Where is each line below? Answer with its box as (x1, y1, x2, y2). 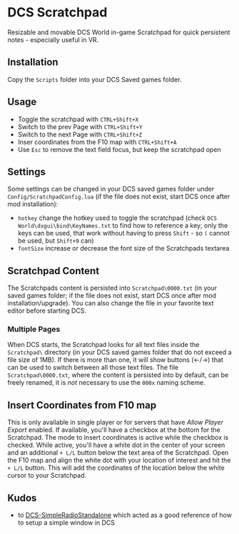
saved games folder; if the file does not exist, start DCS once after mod (7, 291, 216, 300)
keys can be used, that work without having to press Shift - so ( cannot (17, 229, 230, 238)
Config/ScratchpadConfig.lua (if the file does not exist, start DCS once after (7, 192, 230, 201)
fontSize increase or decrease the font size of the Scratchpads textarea (17, 244, 230, 253)
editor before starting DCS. (7, 306, 87, 315)
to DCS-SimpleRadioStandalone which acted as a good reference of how (17, 511, 232, 520)
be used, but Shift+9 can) (17, 236, 94, 245)
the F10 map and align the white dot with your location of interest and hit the (7, 456, 231, 465)
